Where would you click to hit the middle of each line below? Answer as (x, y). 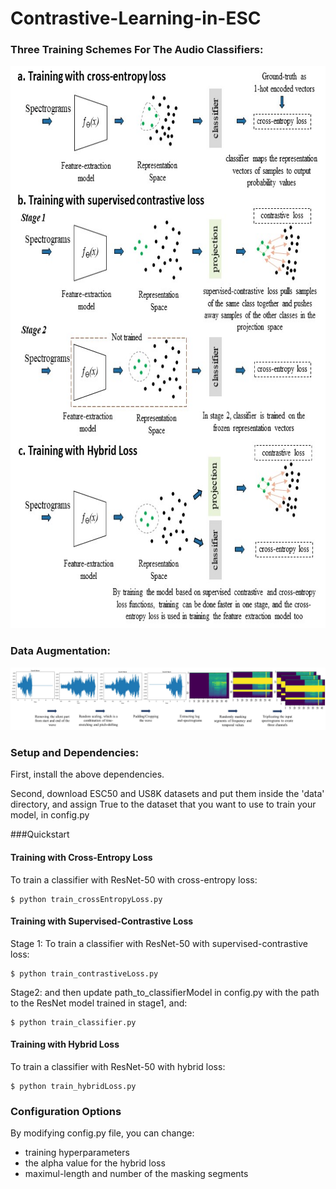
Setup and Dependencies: (75, 753)
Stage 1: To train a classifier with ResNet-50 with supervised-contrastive (159, 943)
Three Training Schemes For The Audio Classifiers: (137, 50)
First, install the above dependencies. (87, 774)
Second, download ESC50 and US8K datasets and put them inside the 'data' (167, 794)
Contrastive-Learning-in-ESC (136, 18)
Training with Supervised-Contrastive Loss (102, 921)
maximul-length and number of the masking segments (136, 1174)
